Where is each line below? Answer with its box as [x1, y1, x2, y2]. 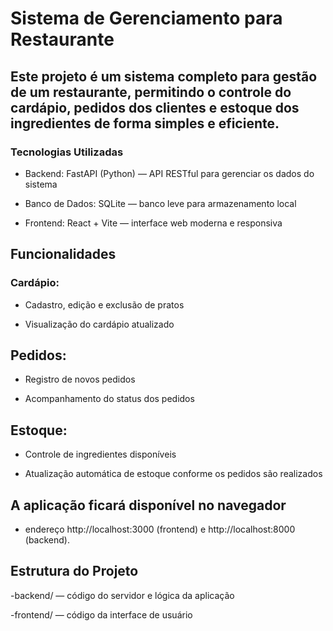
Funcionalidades [10, 246, 117, 263]
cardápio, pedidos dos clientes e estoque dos [10, 99, 300, 116]
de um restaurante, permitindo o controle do [10, 83, 292, 101]
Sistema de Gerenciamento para [10, 7, 283, 30]
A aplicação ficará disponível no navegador [10, 497, 287, 514]
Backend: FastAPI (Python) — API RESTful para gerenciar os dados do [24, 167, 315, 179]
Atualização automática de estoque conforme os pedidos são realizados [24, 468, 323, 480]
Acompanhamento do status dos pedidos [24, 393, 195, 405]
